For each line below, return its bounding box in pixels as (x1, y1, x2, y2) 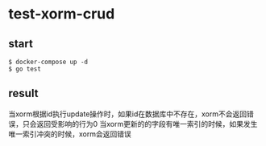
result (8, 87, 39, 100)
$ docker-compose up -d (8, 58, 89, 66)
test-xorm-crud (8, 5, 115, 23)
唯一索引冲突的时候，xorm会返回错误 (8, 129, 131, 139)
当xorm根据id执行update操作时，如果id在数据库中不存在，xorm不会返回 (8, 109, 247, 119)
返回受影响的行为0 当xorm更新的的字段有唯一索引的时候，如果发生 (35, 119, 258, 128)
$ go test (8, 65, 42, 73)
